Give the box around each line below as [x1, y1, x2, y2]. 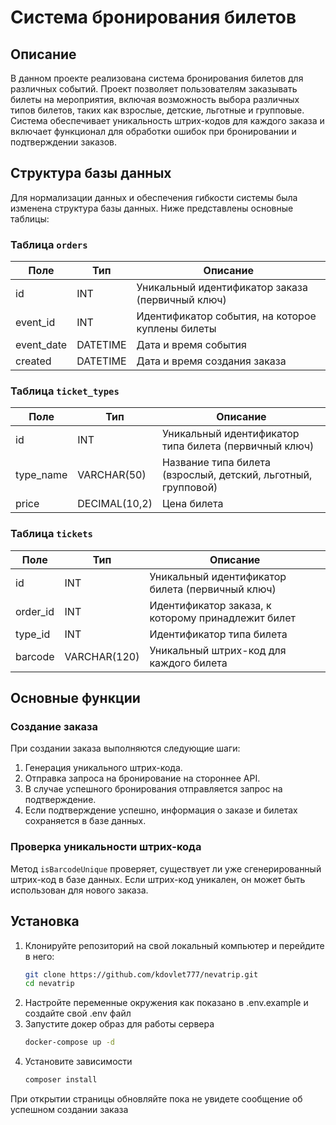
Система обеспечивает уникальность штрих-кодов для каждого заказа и [10, 115, 325, 126]
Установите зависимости [24, 1056, 133, 1068]
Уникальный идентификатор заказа [136, 281, 308, 295]
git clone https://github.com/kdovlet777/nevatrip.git [24, 969, 259, 980]
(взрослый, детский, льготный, [161, 468, 313, 482]
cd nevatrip [24, 979, 75, 989]
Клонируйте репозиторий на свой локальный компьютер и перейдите [24, 939, 325, 951]
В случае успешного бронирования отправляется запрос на [24, 783, 283, 795]
